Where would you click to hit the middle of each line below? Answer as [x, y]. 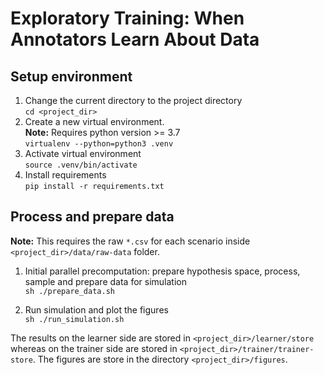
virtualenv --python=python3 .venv [99, 144]
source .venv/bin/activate [81, 165]
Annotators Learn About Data [135, 39]
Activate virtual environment [83, 153]
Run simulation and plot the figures [96, 309]
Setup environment [71, 76]
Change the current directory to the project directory [133, 100]
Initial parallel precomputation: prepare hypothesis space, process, [162, 271]
